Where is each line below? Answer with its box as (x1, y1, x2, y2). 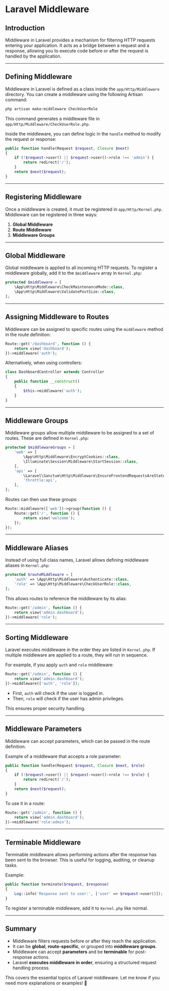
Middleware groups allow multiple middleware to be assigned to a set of (5, 430, 154, 436)
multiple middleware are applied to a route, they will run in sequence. (5, 652, 148, 658)
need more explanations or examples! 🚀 (5, 980, 88, 986)
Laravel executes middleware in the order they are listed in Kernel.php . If (5, 647, 155, 653)
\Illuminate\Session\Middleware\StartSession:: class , (23, 459, 138, 464)
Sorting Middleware (5, 633, 69, 642)
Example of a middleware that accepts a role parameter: (5, 753, 122, 759)
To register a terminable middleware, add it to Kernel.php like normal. (5, 905, 148, 911)
